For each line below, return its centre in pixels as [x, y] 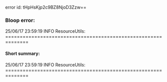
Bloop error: [20, 20]
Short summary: [23, 53]
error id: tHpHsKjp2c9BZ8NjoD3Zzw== [46, 7]
